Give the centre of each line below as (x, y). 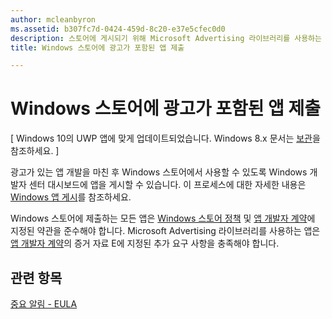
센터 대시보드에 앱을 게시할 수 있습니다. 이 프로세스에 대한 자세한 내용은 (167, 185)
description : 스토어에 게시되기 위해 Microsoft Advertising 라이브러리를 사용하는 (166, 38)
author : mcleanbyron (53, 19)
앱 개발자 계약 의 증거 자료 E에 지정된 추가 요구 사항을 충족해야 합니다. (145, 243)
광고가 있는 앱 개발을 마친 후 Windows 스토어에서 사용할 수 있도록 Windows (159, 172)
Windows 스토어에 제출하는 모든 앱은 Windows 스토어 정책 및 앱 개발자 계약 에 (163, 218)
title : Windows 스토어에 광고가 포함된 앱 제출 (97, 47)
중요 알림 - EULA (44, 304)
